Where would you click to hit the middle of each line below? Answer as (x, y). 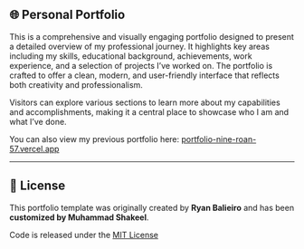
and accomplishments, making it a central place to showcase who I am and (149, 111)
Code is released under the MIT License (84, 235)
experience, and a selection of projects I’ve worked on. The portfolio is (141, 65)
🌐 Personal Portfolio (67, 15)
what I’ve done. (38, 121)
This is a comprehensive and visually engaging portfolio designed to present (152, 36)
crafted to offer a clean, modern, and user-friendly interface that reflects (145, 75)
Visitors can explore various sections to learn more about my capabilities (145, 102)
